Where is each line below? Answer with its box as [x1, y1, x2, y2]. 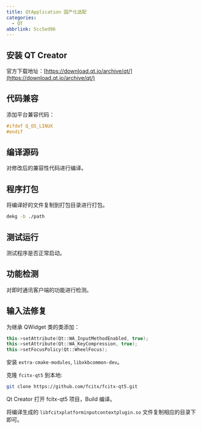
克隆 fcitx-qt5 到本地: [6, 372, 63, 379]
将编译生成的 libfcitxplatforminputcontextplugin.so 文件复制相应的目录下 [6, 408, 197, 416]
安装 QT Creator [6, 50, 68, 60]
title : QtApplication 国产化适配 [6, 9, 87, 15]
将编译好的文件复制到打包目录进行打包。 [6, 201, 108, 209]
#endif [6, 129, 23, 135]
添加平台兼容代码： [6, 110, 55, 118]
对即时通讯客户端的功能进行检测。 [6, 286, 92, 294]
